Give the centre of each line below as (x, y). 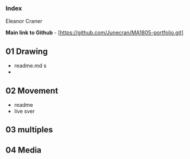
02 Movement (32, 90)
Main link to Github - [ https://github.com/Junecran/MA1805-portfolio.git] (95, 33)
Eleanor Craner (24, 21)
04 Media (24, 150)
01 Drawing (27, 51)
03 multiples (29, 130)
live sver (24, 111)
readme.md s (30, 66)
